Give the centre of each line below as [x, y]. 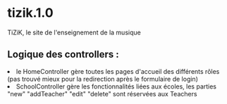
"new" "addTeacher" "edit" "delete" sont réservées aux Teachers [102, 93]
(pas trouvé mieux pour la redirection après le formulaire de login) [103, 79]
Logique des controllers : [63, 54]
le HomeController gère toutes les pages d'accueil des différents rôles [118, 71]
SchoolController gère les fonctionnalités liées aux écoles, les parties [117, 86]
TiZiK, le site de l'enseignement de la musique [74, 32]
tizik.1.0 [31, 13]
